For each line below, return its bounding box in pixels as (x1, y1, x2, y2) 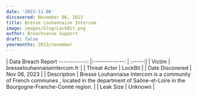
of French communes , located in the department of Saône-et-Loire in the (6, 76, 186, 84)
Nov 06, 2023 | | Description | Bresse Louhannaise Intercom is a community (6, 71, 191, 78)
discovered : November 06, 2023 (6, 14, 83, 20)
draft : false (6, 36, 38, 42)
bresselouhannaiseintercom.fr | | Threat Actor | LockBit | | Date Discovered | (6, 64, 192, 71)
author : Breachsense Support (6, 31, 78, 37)
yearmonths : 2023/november (6, 42, 73, 48)
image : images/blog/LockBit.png (6, 25, 86, 31)
